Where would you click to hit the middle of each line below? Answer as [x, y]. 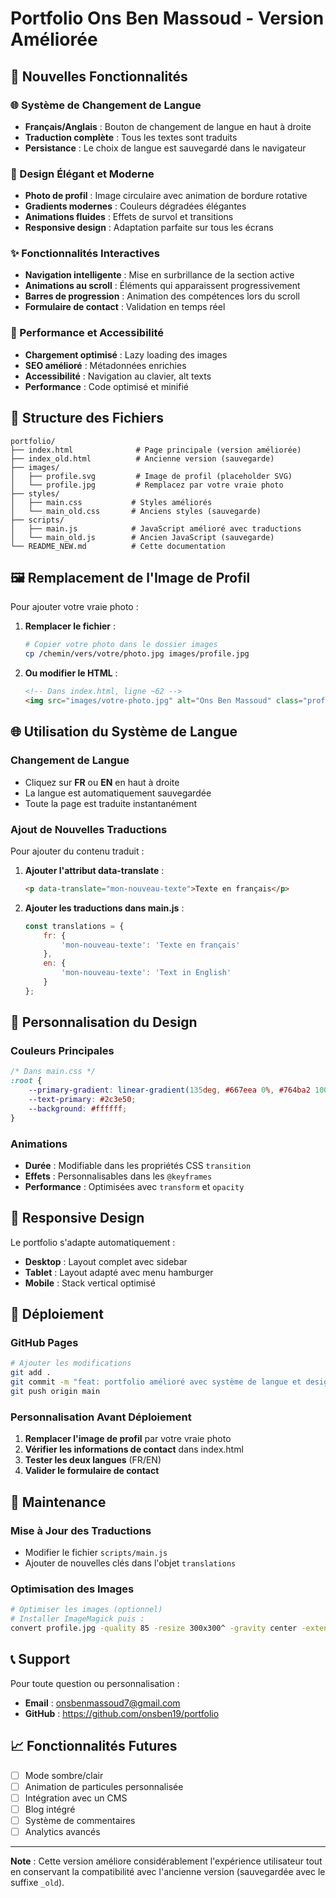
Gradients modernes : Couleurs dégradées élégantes [135, 206]
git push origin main [55, 1392]
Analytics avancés [62, 1831]
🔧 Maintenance [58, 1502]
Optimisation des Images [72, 1589]
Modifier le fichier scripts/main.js [96, 1552]
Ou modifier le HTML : [71, 673]
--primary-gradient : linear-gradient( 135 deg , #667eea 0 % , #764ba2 [169, 1090]
